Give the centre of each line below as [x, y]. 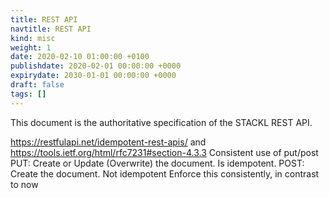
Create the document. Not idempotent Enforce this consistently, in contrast [165, 173]
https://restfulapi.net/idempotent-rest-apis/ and [108, 142]
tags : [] [28, 94]
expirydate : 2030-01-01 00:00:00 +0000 [93, 76]
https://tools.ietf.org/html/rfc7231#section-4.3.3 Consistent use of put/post [164, 152]
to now [24, 184]
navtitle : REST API [51, 29]
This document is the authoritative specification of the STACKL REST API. [161, 122]
